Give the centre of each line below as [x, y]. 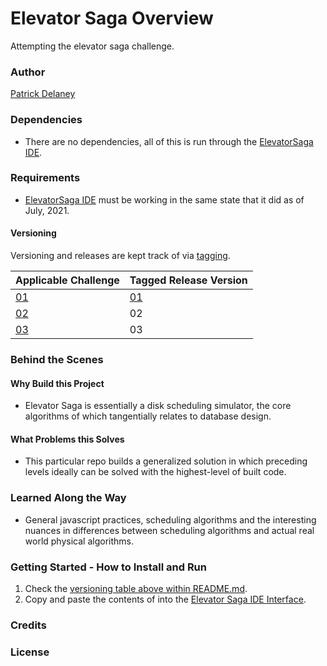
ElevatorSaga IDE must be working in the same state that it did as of [164, 199]
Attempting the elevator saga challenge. [92, 46]
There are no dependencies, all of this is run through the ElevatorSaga [169, 141]
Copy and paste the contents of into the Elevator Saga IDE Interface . [165, 599]
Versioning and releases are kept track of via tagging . [120, 256]
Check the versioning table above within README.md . [136, 588]
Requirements [45, 178]
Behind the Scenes [57, 359]
